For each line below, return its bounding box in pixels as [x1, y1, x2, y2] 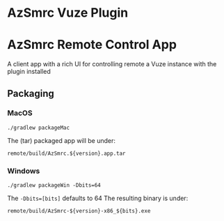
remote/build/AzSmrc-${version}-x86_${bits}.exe [7, 208, 151, 215]
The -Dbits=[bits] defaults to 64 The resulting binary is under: [7, 194, 189, 203]
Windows [7, 166, 40, 176]
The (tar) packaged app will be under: [7, 136, 116, 144]
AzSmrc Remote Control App [7, 37, 177, 53]
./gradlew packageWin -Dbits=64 [7, 182, 101, 189]
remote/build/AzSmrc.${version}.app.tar [7, 150, 127, 157]
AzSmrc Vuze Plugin [7, 5, 129, 21]
